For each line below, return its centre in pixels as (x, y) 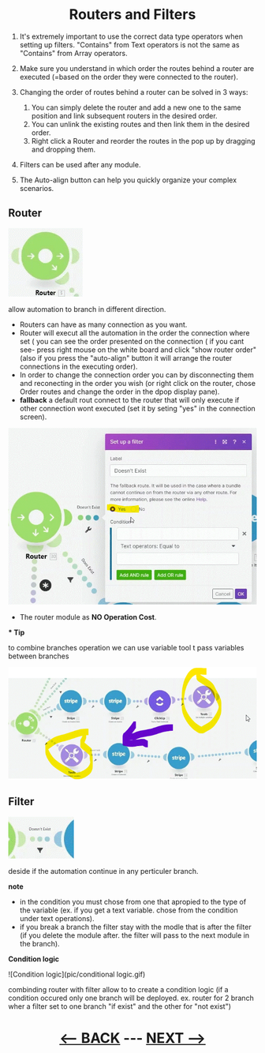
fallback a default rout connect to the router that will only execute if (129, 399)
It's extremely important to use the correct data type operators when (131, 36)
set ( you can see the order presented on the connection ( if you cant (132, 341)
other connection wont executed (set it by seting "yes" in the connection (138, 408)
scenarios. (37, 188)
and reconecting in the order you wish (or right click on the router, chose (138, 383)
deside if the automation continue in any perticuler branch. (103, 871)
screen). (33, 417)
